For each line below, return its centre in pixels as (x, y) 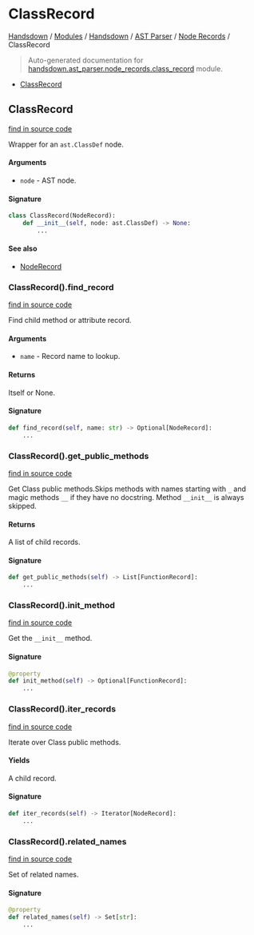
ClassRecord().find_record (61, 287)
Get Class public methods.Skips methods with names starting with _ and (127, 489)
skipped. (23, 506)
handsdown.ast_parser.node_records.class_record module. (125, 68)
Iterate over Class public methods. (65, 742)
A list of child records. (44, 542)
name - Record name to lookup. (70, 357)
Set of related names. (44, 874)
